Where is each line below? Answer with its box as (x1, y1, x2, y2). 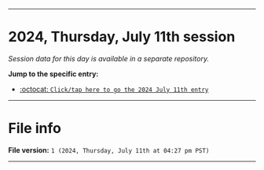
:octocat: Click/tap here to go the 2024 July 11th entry (19, 84, 209, 94)
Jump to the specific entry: (8, 68, 99, 79)
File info (8, 120, 61, 138)
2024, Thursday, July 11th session (8, 28, 236, 46)
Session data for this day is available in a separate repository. (8, 54, 210, 63)
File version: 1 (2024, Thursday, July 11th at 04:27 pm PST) (8, 145, 210, 154)
